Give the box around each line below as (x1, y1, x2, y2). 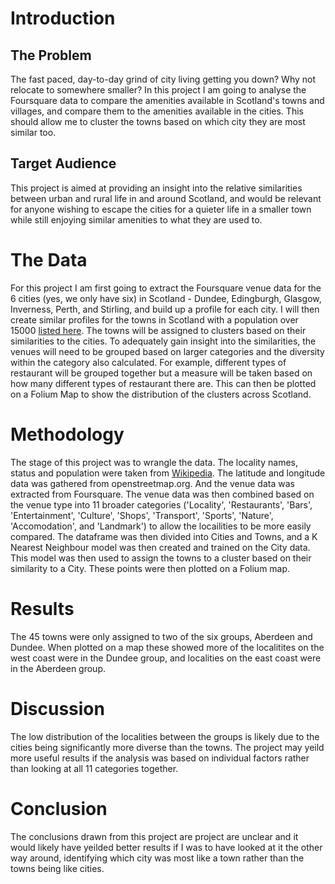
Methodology (10, 423, 125, 446)
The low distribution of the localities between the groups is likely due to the (10, 730, 320, 742)
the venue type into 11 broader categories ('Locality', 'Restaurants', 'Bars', (10, 498, 313, 511)
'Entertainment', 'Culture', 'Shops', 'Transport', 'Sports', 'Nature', (10, 509, 274, 521)
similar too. (10, 127, 57, 138)
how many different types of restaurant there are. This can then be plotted (10, 377, 317, 389)
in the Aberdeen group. (10, 662, 106, 674)
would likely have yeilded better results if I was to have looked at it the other (10, 841, 323, 853)
